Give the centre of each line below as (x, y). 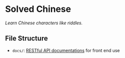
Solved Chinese (38, 9)
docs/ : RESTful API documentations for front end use (66, 50)
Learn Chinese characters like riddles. (44, 23)
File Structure (26, 38)
